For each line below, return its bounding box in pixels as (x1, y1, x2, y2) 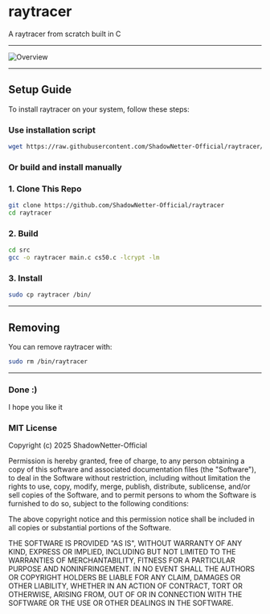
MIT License (8, 423, 58, 434)
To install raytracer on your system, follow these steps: (8, 104, 190, 114)
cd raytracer (8, 209, 52, 217)
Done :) (8, 384, 38, 395)
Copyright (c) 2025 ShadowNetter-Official (8, 440, 147, 450)
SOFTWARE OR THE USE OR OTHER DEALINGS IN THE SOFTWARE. (8, 598, 234, 608)
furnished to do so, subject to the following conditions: (8, 499, 189, 509)
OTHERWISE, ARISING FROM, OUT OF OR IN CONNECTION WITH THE (8, 590, 243, 600)
